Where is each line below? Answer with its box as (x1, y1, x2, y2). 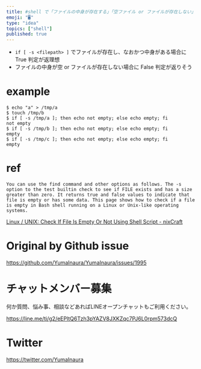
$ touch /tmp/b (6, 110, 45, 116)
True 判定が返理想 (14, 56, 60, 63)
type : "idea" (6, 20, 39, 26)
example (6, 85, 51, 99)
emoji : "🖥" (6, 14, 34, 20)
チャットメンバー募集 (6, 282, 112, 296)
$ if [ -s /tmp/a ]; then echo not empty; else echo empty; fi (6, 115, 169, 121)
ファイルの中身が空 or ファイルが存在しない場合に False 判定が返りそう (14, 64, 193, 71)
